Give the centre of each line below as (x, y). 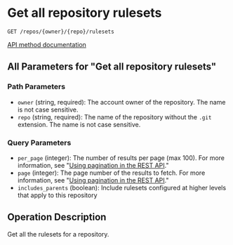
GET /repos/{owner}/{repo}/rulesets (61, 32)
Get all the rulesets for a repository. (58, 234)
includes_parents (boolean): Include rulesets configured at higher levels (122, 187)
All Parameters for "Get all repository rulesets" (112, 67)
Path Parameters (36, 87)
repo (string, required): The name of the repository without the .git (114, 117)
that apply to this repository (57, 195)
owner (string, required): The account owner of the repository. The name (121, 102)
